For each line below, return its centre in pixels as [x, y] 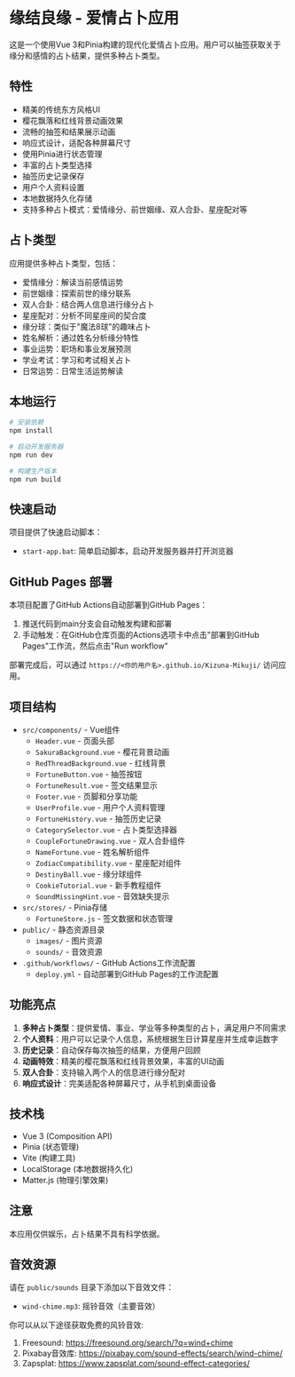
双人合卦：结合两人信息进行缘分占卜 [88, 304]
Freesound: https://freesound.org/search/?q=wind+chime [127, 1343]
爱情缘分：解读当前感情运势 [73, 282]
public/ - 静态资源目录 [63, 930]
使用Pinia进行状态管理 [62, 154]
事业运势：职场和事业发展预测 [76, 348]
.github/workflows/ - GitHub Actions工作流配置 [109, 963]
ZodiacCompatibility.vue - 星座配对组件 [108, 864]
